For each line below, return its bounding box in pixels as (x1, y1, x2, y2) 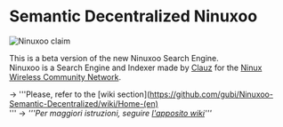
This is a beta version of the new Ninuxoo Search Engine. (9, 52, 220, 63)
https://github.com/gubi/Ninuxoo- (150, 89, 274, 99)
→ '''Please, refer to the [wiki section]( (9, 89, 150, 99)
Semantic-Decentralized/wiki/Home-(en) (9, 98, 158, 108)
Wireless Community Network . (9, 71, 122, 82)
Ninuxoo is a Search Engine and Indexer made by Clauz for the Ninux (9, 62, 263, 73)
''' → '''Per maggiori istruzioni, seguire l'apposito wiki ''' (9, 107, 212, 118)
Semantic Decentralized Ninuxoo (9, 6, 258, 27)
